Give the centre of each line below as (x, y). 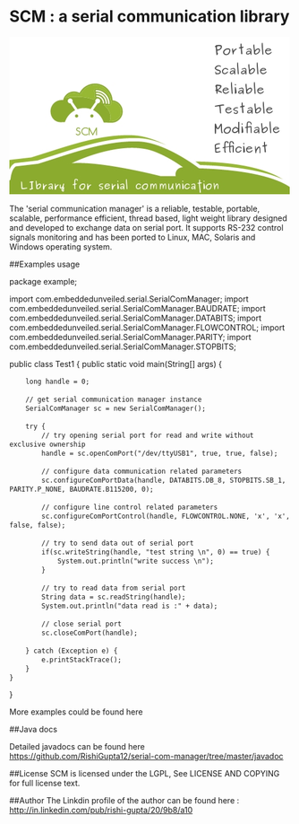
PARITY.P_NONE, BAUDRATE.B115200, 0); (81, 489)
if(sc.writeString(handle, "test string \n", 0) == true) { (156, 552)
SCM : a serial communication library (149, 17)
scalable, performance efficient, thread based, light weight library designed (149, 218)
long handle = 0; (58, 381)
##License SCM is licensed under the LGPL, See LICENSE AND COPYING (145, 773)
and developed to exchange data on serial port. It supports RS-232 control (146, 227)
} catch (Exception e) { (72, 651)
